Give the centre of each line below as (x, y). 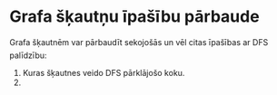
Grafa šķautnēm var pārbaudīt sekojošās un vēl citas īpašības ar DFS (139, 42)
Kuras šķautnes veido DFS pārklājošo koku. (104, 72)
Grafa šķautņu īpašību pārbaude (135, 17)
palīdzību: (28, 55)
